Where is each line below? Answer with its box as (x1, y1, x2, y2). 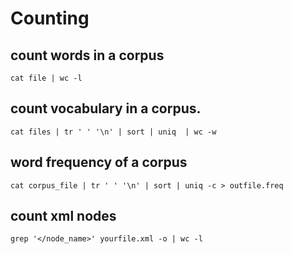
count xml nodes (10, 208, 117, 225)
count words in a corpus (10, 47, 165, 64)
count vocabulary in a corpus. (10, 100, 202, 117)
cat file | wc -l (10, 73, 83, 83)
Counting (10, 7, 90, 30)
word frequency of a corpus (10, 154, 188, 171)
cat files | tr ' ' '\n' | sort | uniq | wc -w (10, 127, 217, 137)
